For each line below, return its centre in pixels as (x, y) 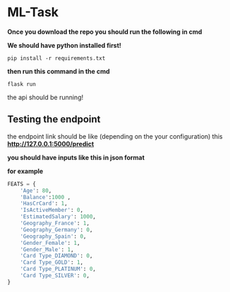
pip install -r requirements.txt (56, 58)
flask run (22, 84)
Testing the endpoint (54, 119)
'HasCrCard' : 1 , (44, 204)
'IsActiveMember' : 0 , (52, 210)
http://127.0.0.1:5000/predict (51, 144)
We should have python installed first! (65, 45)
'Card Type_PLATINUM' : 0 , (58, 269)
